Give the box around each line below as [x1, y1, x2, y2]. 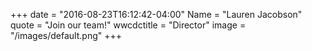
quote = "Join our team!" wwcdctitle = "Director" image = [10, 19, 247, 31]
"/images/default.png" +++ [10, 30, 122, 41]
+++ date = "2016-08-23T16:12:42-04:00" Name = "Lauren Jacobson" [10, 9, 303, 20]
